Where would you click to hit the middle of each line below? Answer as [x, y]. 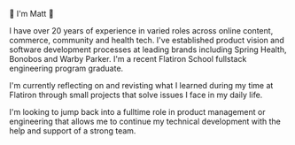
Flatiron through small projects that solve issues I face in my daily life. [136, 95]
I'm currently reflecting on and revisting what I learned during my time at [141, 85]
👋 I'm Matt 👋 [32, 14]
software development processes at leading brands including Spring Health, [148, 50]
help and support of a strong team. [73, 131]
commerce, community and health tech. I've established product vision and [147, 40]
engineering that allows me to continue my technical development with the [145, 121]
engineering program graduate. [66, 68]
